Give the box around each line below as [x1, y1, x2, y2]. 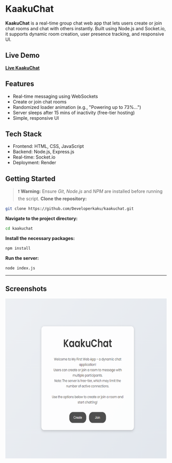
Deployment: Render [12, 160, 56, 166]
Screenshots [5, 284, 47, 293]
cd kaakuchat [5, 226, 33, 231]
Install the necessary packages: [5, 235, 75, 241]
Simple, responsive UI [12, 115, 59, 121]
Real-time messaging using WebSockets [12, 93, 98, 99]
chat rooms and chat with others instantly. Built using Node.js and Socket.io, [5, 25, 166, 31]
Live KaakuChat [5, 64, 40, 71]
